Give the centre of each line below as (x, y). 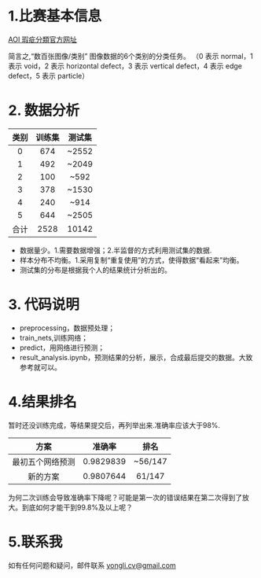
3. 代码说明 (44, 305)
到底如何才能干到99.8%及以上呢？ (77, 507)
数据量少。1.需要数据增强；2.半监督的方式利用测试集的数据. (116, 250)
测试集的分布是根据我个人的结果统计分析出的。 (95, 270)
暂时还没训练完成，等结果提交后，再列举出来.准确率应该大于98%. (114, 425)
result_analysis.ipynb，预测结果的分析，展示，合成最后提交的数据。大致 (136, 357)
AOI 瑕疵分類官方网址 (42, 39)
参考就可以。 (40, 367)
